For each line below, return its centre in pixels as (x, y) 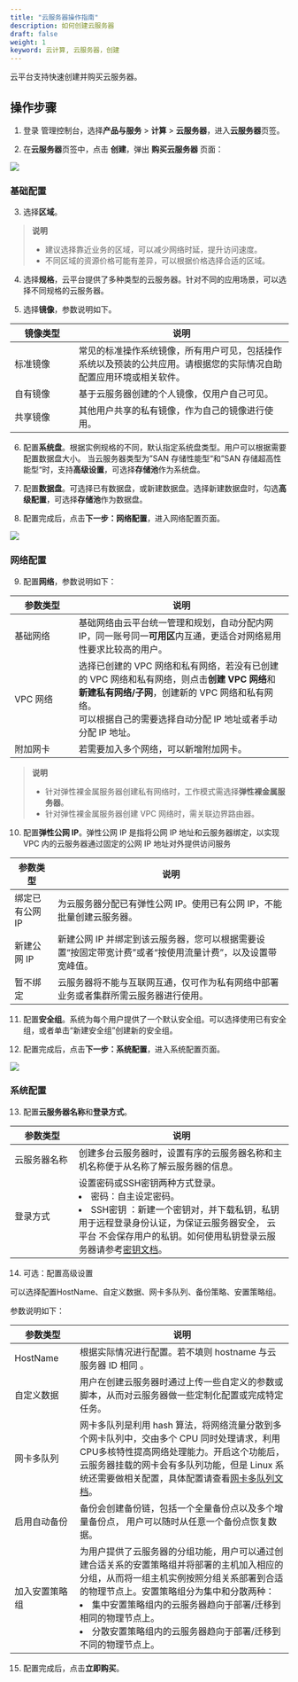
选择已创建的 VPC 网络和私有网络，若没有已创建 (179, 666)
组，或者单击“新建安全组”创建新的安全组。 (100, 1030)
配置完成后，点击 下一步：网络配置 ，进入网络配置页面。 (123, 519)
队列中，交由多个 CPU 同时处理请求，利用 (193, 1438)
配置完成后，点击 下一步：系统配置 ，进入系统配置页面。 (123, 1049)
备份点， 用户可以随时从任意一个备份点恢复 (178, 1522)
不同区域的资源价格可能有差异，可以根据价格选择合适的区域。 (157, 261)
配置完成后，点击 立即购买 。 (73, 1668)
